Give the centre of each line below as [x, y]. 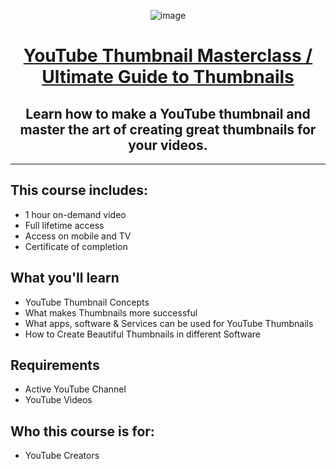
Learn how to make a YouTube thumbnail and [168, 113]
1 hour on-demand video [75, 214]
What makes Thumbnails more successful [111, 312]
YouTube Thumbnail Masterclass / [168, 56]
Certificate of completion [76, 246]
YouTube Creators [62, 456]
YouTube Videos [58, 400]
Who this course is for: [82, 431]
